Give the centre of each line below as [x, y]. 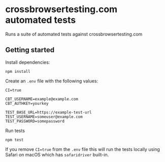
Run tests [15, 131]
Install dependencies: [28, 62]
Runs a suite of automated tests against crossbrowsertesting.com [74, 34]
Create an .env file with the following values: [52, 81]
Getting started [30, 50]
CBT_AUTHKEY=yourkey [27, 103]
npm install [18, 71]
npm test [14, 140]
